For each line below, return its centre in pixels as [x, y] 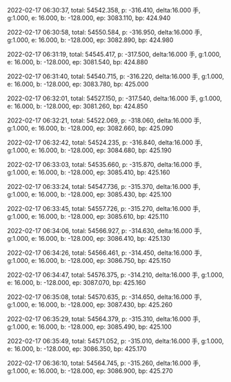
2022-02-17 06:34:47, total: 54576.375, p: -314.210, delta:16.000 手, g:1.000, [115, 275]
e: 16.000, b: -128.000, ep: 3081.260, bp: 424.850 [78, 106]
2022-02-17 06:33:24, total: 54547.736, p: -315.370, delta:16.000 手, [104, 187]
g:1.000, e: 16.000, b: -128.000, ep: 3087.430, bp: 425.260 [90, 304]
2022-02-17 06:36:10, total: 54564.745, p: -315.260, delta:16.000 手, [104, 363]
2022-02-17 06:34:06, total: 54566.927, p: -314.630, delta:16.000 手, [104, 231]
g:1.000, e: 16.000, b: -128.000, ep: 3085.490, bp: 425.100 [90, 327]
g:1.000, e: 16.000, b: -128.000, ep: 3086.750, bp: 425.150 [89, 261]
